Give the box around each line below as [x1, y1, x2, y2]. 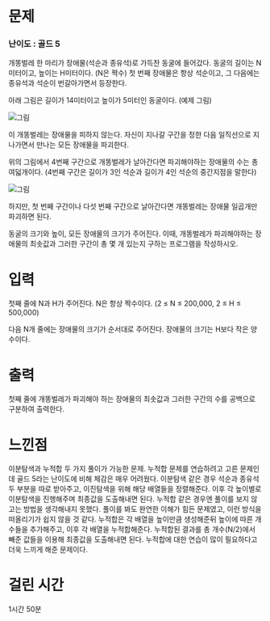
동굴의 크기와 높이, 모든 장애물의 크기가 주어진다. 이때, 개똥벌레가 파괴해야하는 [8, 229, 254, 239]
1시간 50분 [8, 604, 42, 615]
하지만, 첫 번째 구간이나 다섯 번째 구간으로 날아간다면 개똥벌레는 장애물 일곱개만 [8, 201, 258, 211]
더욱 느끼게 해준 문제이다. [8, 545, 89, 555]
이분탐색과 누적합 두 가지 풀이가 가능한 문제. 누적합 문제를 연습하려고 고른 [8, 464, 239, 474]
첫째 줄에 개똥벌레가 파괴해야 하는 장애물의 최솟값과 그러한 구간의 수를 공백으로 [8, 394, 256, 404]
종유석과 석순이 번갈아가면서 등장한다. [8, 78, 127, 88]
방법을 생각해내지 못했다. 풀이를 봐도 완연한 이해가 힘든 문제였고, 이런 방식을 [23, 505, 262, 514]
